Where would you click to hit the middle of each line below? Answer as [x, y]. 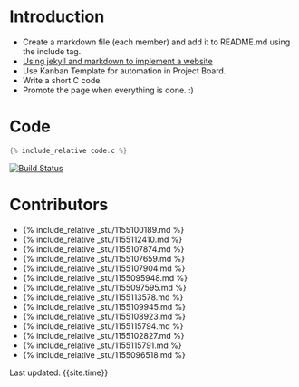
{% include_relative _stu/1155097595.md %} [105, 287]
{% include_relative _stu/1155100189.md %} [103, 229]
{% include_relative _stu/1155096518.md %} [104, 354]
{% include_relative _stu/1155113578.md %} [103, 297]
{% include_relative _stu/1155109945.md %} [104, 306]
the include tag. [52, 51]
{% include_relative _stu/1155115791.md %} [102, 345]
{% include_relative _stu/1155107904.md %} [104, 268]
